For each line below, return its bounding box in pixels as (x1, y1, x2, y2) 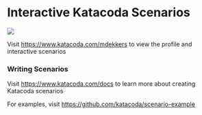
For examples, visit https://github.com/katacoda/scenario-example (7, 100, 195, 108)
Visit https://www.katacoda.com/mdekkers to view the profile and (7, 39, 192, 48)
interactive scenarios (7, 47, 66, 55)
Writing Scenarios (7, 64, 68, 73)
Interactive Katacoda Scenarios (7, 5, 190, 20)
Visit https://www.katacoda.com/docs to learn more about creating (7, 80, 196, 88)
